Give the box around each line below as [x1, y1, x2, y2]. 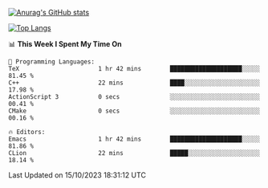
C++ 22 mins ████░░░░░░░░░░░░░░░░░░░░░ [8, 79, 261, 87]
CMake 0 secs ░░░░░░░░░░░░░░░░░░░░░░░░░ [8, 107, 261, 115]
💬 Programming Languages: [8, 58, 95, 66]
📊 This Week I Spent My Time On [8, 39, 122, 48]
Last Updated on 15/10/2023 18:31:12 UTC [8, 170, 147, 180]
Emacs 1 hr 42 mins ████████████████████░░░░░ [8, 135, 261, 143]
